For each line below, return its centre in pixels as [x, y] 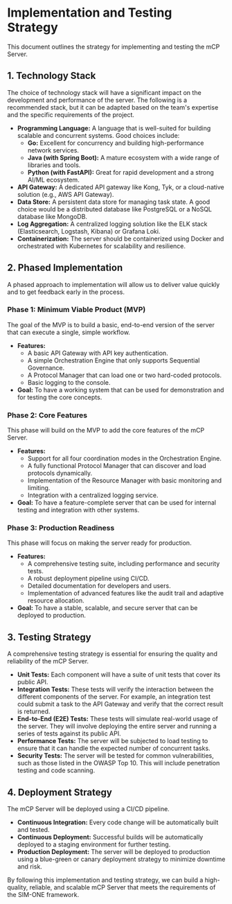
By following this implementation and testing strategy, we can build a [105, 880]
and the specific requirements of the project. [71, 114]
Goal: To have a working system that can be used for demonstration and [121, 390]
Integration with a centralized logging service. [93, 495]
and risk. [30, 867]
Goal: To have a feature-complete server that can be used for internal [117, 503]
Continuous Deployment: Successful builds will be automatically [110, 837]
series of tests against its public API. [69, 733]
